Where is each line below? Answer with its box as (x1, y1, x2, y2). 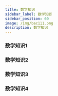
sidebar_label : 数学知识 (5, 12, 53, 17)
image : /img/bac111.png (5, 20, 54, 26)
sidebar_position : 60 (5, 16, 49, 21)
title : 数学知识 (5, 7, 35, 12)
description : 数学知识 (5, 25, 48, 30)
